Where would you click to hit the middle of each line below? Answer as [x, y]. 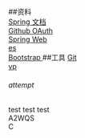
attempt [21, 85]
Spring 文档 [27, 22]
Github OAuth [31, 31]
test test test [29, 110]
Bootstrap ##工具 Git [43, 57]
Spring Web [28, 39]
